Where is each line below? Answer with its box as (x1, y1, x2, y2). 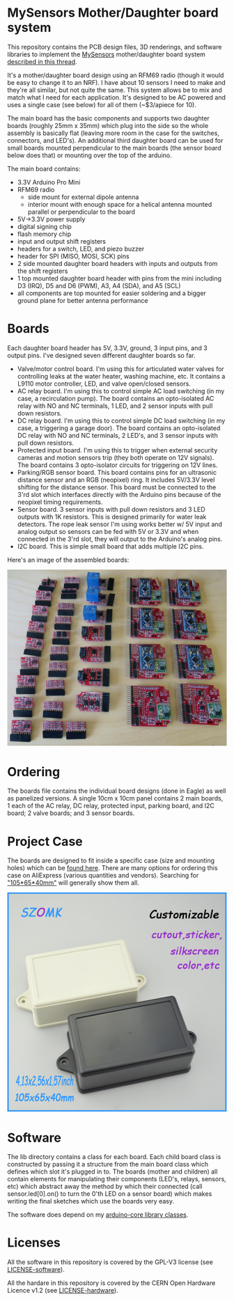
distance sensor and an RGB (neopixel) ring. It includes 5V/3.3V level (17, 475, 215, 484)
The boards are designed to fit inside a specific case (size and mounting (7, 856, 214, 865)
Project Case (7, 833, 83, 849)
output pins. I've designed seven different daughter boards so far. (7, 351, 196, 359)
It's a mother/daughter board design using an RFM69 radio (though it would (7, 71, 224, 79)
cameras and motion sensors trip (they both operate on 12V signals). (17, 453, 214, 462)
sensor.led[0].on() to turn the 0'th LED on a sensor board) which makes (7, 1190, 212, 1198)
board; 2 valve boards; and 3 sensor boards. (7, 809, 135, 817)
